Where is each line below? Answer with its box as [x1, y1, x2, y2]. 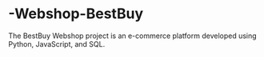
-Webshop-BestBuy [8, 5, 144, 23]
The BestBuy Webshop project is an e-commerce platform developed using [8, 31, 258, 40]
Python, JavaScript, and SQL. [8, 39, 106, 48]
